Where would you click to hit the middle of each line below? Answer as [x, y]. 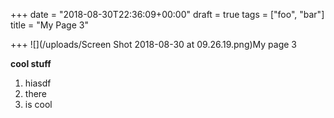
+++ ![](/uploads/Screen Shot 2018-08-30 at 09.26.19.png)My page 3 [153, 44]
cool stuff [31, 63]
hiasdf [38, 83]
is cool [38, 104]
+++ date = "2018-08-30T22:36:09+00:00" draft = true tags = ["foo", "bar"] [167, 14]
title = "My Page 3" [49, 25]
